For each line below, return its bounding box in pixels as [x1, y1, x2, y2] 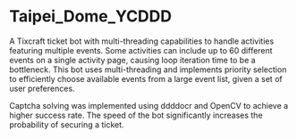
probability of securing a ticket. [9, 119, 124, 130]
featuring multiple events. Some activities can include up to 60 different [9, 45, 273, 55]
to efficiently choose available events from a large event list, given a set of [9, 73, 284, 84]
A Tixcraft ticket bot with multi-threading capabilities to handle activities [9, 36, 275, 46]
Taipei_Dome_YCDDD [9, 6, 173, 27]
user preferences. [9, 83, 75, 94]
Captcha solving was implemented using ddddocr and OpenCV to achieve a [9, 100, 289, 110]
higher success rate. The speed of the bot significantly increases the [9, 110, 263, 120]
